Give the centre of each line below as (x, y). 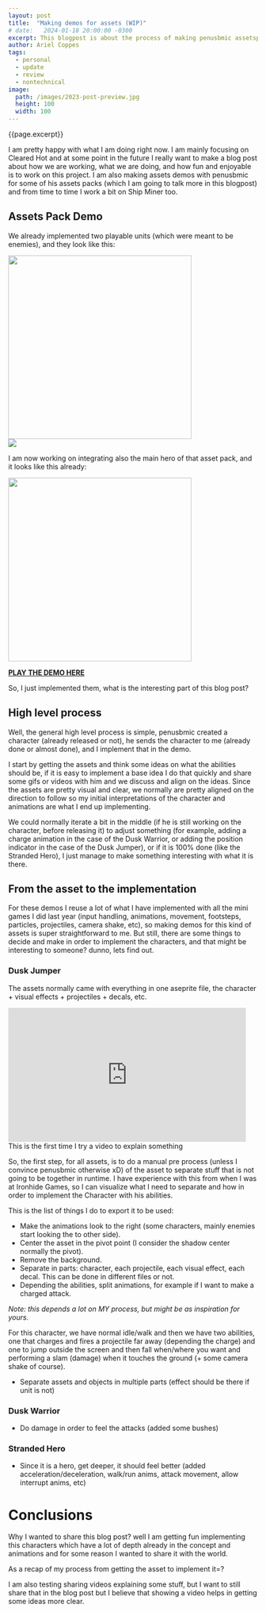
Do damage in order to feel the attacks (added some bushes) (119, 1428)
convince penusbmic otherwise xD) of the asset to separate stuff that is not (131, 1170)
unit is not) (37, 1390)
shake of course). (37, 1366)
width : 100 (33, 112)
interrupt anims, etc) (53, 1483)
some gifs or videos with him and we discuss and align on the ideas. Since (129, 781)
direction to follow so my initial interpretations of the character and (117, 798)
